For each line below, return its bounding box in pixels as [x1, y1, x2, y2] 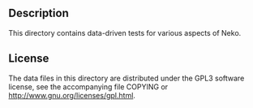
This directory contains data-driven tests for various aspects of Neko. [8, 28, 242, 37]
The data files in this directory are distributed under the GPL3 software [8, 73, 245, 83]
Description [8, 6, 69, 20]
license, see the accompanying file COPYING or [8, 81, 169, 92]
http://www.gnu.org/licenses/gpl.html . [8, 90, 136, 100]
